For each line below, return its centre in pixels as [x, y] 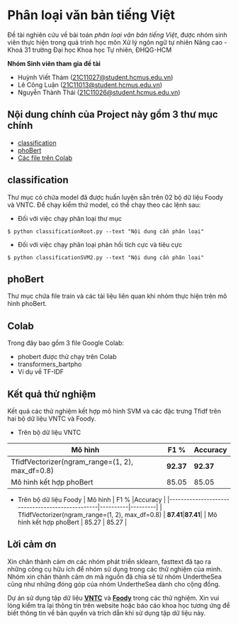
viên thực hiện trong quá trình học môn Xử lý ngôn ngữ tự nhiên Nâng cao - [117, 42]
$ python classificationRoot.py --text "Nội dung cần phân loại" [106, 231]
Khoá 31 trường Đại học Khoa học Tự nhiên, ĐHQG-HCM [90, 50]
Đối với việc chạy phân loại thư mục [70, 218]
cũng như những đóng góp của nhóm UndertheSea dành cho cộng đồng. [114, 584]
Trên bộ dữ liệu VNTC [49, 432]
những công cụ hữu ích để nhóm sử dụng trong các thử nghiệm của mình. [115, 569]
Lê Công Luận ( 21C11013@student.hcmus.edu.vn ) [90, 84]
